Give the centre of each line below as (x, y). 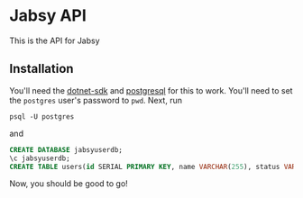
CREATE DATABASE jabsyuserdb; (66, 149)
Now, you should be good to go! (69, 184)
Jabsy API (48, 16)
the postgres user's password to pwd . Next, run (96, 100)
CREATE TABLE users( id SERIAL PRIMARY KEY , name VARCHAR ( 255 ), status (145, 166)
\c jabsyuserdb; (40, 158)
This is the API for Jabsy (55, 40)
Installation (41, 69)
